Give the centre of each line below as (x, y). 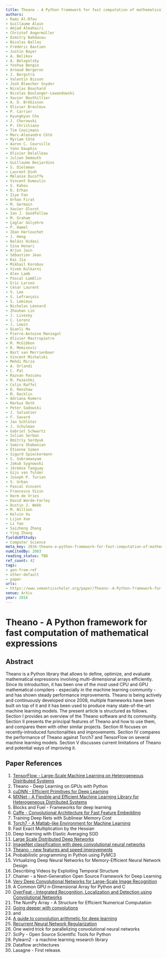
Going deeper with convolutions (45, 908)
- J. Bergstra (20, 75)
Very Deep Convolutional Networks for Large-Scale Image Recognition (85, 881)
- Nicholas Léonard (26, 306)
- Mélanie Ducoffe (25, 177)
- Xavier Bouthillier (28, 98)
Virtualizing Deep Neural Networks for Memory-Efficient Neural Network (87, 860)
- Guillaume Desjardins (30, 162)
